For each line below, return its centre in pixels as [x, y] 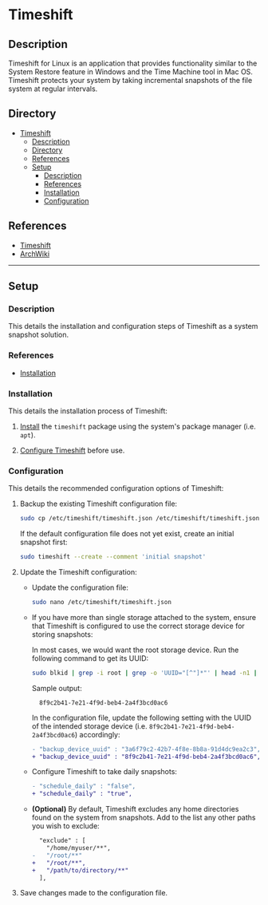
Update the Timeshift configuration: [78, 571]
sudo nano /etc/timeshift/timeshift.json [101, 602]
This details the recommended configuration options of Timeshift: [116, 488]
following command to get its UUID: [90, 658]
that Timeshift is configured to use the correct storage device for [138, 626]
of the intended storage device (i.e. [89, 726]
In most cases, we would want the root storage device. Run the [135, 650]
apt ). [28, 435]
